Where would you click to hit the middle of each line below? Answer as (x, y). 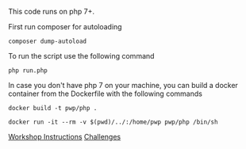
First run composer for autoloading (65, 27)
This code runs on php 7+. (52, 11)
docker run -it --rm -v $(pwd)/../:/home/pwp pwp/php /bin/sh (113, 122)
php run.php (28, 71)
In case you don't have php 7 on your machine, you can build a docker (123, 85)
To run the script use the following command (81, 56)
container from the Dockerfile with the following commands (105, 94)
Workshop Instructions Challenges (65, 137)
